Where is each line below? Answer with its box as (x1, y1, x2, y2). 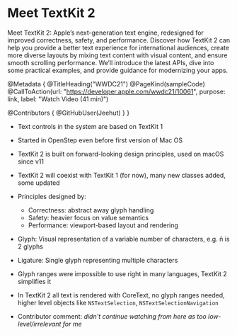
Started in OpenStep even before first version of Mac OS (17, 136, 183, 144)
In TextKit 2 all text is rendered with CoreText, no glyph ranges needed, (17, 290, 225, 299)
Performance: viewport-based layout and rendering (28, 221, 179, 229)
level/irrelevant (17, 319, 62, 328)
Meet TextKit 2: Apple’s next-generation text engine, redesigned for (7, 28, 204, 37)
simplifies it (17, 277, 52, 285)
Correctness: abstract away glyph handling (28, 205, 154, 214)
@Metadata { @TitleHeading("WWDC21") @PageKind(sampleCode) (7, 79, 205, 88)
